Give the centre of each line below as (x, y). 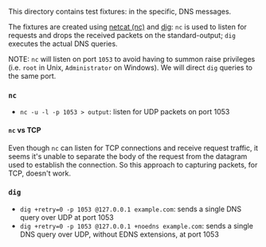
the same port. (32, 76)
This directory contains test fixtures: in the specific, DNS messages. (120, 12)
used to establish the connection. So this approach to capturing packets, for (133, 164)
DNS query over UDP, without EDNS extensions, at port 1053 (119, 234)
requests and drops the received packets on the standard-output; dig (122, 35)
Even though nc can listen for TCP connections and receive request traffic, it (133, 148)
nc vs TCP (25, 129)
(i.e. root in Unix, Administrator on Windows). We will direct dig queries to (131, 68)
